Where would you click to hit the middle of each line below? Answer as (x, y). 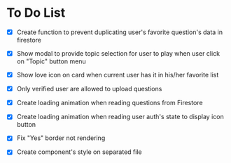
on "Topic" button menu (51, 61)
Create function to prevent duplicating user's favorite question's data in (120, 32)
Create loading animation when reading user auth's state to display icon (120, 117)
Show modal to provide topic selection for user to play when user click (118, 53)
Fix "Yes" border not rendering (61, 138)
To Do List (36, 13)
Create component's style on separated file (79, 152)
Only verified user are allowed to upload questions (89, 89)
